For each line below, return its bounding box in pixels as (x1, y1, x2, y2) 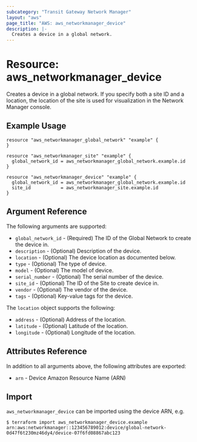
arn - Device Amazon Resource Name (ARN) (15, 374, 126, 381)
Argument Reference (6, 207, 87, 217)
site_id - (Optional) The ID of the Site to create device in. (15, 280, 159, 287)
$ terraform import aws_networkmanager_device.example (6, 420, 148, 426)
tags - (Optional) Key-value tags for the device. (15, 292, 133, 300)
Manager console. (6, 104, 52, 111)
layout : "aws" (6, 15, 42, 21)
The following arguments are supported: (6, 223, 107, 230)
